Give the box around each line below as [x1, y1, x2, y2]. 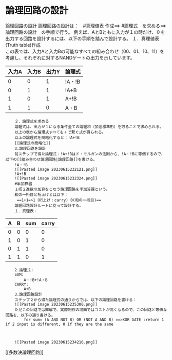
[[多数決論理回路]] [5, 349, 44, 355]
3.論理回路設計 [14, 292, 43, 297]
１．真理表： [14, 208, 37, 213]
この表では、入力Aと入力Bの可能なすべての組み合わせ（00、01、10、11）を [5, 48, 165, 54]
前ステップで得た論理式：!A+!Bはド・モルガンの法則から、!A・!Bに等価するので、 [14, 151, 165, 156]
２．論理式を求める [14, 118, 49, 124]
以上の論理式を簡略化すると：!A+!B [14, 135, 80, 140]
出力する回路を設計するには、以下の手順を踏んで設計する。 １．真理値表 [5, 35, 160, 42]
